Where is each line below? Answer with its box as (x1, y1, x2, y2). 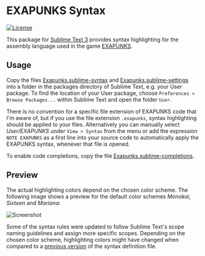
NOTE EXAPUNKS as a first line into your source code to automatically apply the (6, 134, 199, 141)
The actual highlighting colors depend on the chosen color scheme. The (6, 186, 188, 194)
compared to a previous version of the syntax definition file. (6, 243, 157, 250)
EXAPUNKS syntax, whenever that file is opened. (6, 140, 130, 148)
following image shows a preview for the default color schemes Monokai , (6, 192, 191, 200)
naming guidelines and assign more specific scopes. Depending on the (6, 229, 185, 236)
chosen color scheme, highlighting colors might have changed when (6, 236, 179, 243)
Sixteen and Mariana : (6, 199, 61, 206)
